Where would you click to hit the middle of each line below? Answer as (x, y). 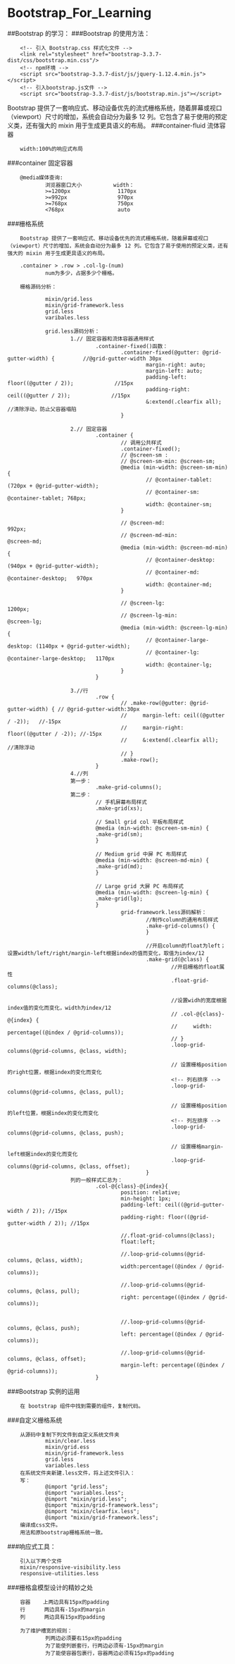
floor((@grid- (189, 1217)
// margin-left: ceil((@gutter (173, 715)
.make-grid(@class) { (178, 959)
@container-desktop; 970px (50, 578)
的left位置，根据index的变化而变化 (53, 1113)
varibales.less (67, 318)
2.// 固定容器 (89, 429)
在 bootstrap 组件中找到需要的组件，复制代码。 (82, 1406)
